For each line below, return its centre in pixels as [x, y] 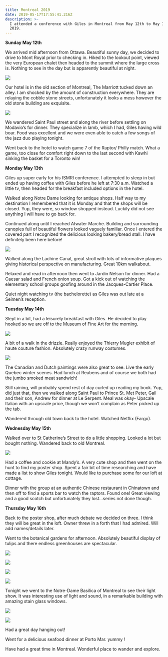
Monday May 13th [24, 168]
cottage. [14, 478]
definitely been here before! [34, 240]
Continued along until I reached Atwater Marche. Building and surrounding [82, 224]
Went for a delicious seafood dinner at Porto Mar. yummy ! [65, 640]
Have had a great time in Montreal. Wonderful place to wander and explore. [83, 649]
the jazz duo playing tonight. [34, 138]
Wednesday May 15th [28, 428]
